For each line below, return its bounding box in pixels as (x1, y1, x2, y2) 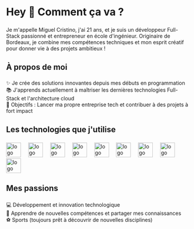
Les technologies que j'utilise (6, 124, 116, 134)
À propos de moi (6, 62, 68, 72)
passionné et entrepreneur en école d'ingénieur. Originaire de (21, 32, 170, 40)
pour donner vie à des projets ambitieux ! (6, 45, 106, 52)
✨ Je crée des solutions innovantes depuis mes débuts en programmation (6, 79, 185, 87)
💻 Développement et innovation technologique (6, 201, 121, 208)
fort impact (6, 107, 33, 114)
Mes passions (6, 183, 59, 193)
